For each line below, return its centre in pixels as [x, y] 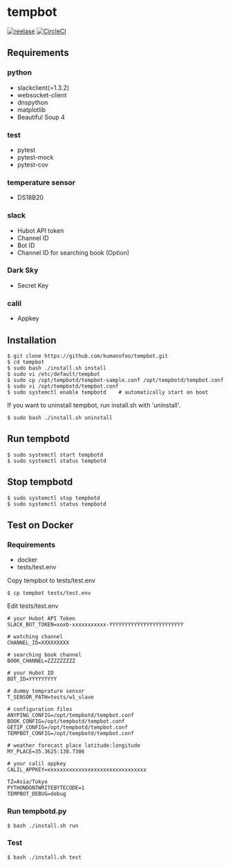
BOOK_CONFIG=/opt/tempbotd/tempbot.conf [66, 722]
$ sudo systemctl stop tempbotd [54, 498]
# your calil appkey [37, 764]
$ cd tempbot [26, 362]
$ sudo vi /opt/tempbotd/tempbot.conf [63, 386]
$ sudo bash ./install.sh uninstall [60, 418]
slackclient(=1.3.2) [43, 88]
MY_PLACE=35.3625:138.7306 [46, 752]
